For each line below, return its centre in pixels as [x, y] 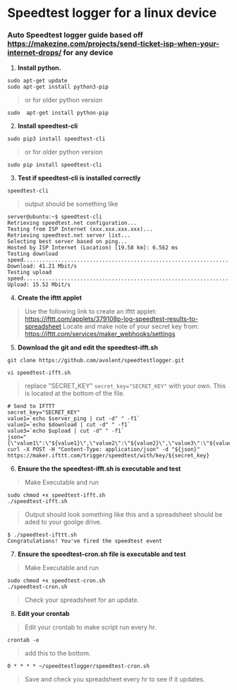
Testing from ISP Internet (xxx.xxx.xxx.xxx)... [80, 229]
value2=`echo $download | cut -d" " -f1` [69, 425]
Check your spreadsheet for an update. [82, 600]
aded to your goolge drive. [63, 522]
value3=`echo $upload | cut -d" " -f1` [66, 431]
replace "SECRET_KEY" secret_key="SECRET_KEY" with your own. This [125, 386]
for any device [88, 53]
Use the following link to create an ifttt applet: [91, 312]
